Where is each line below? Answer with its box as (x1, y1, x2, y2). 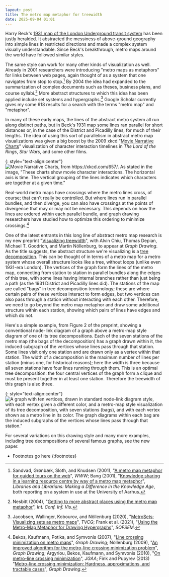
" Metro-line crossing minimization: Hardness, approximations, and (12, 561, 150, 566)
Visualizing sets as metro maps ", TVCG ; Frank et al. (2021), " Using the (12, 519, 158, 525)
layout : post (5, 7, 33, 13)
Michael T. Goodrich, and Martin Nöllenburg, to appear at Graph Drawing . (5, 243, 158, 249)
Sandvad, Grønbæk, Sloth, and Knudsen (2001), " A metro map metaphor (12, 467, 162, 473)
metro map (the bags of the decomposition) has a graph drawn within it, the (5, 338, 162, 344)
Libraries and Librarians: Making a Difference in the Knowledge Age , (12, 483, 155, 489)
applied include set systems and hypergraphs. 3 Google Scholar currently (5, 95, 156, 102)
